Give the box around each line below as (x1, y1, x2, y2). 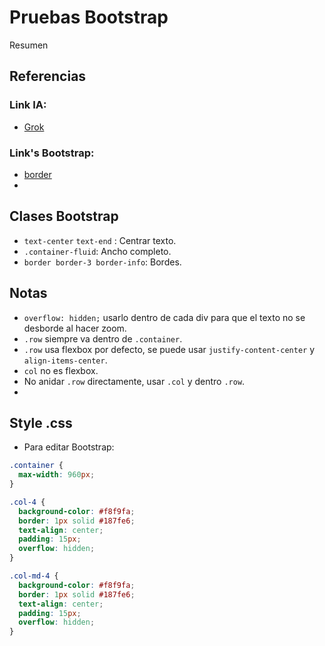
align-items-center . (23, 354, 108, 366)
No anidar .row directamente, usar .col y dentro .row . (23, 375, 246, 387)
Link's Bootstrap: (9, 146, 95, 160)
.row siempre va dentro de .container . (23, 332, 183, 345)
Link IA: (9, 98, 47, 112)
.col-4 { (9, 497, 46, 507)
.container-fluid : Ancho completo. (23, 245, 172, 257)
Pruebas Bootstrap (9, 6, 169, 29)
